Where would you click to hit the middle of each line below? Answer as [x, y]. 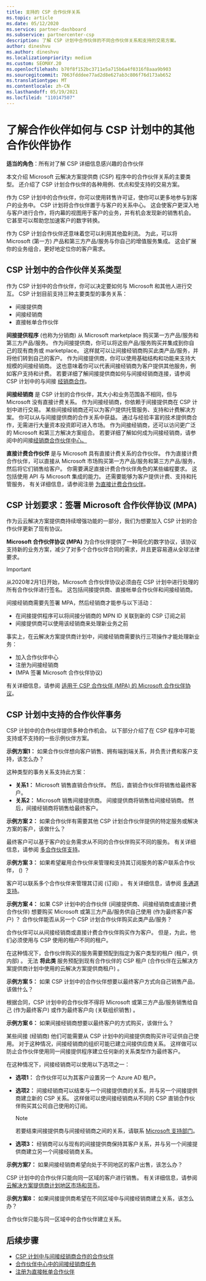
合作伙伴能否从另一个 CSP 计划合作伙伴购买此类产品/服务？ [97, 919]
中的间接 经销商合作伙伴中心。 [49, 440]
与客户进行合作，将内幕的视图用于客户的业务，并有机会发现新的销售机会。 [100, 212]
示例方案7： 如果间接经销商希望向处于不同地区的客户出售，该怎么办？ [95, 1165]
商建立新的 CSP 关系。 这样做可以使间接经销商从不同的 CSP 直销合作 [102, 1098]
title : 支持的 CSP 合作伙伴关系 [44, 12]
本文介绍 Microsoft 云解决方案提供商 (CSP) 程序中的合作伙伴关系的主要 [96, 176]
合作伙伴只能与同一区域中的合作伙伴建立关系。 [65, 1219]
